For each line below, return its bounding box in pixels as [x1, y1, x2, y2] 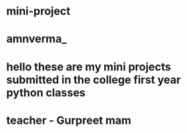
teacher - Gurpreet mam [6, 114, 132, 127]
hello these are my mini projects [6, 60, 172, 73]
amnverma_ [6, 32, 67, 46]
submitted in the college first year [6, 73, 181, 86]
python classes [6, 86, 86, 100]
